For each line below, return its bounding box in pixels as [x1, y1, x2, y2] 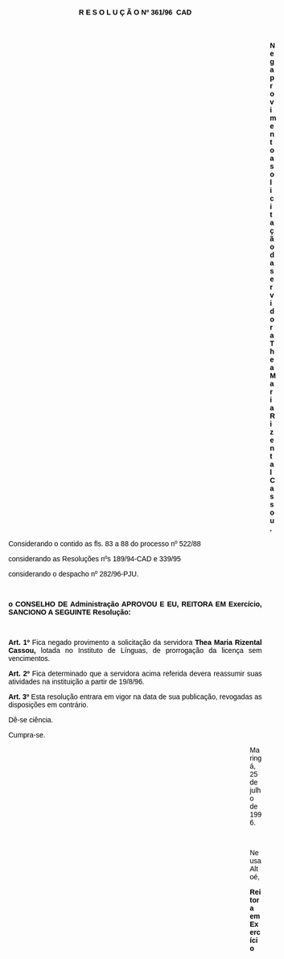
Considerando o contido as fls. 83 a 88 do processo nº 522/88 [8, 539, 201, 548]
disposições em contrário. [8, 701, 88, 709]
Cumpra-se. [8, 730, 46, 739]
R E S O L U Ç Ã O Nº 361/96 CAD [78, 8, 192, 17]
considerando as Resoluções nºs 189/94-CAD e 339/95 [8, 555, 181, 563]
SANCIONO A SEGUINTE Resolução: [8, 608, 131, 617]
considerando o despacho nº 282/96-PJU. [8, 569, 139, 578]
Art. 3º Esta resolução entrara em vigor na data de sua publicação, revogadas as [8, 692, 262, 701]
